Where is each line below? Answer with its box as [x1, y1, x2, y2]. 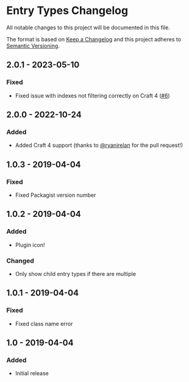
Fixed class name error [15, 320, 73, 327]
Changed [6, 256, 35, 265]
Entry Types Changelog [6, 4, 129, 18]
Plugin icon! [15, 241, 45, 249]
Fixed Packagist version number [15, 191, 96, 199]
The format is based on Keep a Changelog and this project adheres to [6, 35, 182, 43]
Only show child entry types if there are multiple [15, 270, 136, 277]
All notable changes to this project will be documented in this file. [6, 24, 171, 31]
